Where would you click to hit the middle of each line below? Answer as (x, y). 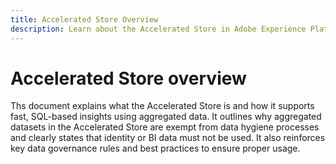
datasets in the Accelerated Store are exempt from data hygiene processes (165, 127)
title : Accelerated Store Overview (84, 19)
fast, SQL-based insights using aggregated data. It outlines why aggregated (166, 117)
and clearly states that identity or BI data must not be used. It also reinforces (168, 138)
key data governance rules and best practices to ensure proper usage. (155, 148)
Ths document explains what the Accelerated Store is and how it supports (162, 106)
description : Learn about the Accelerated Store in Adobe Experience (158, 29)
